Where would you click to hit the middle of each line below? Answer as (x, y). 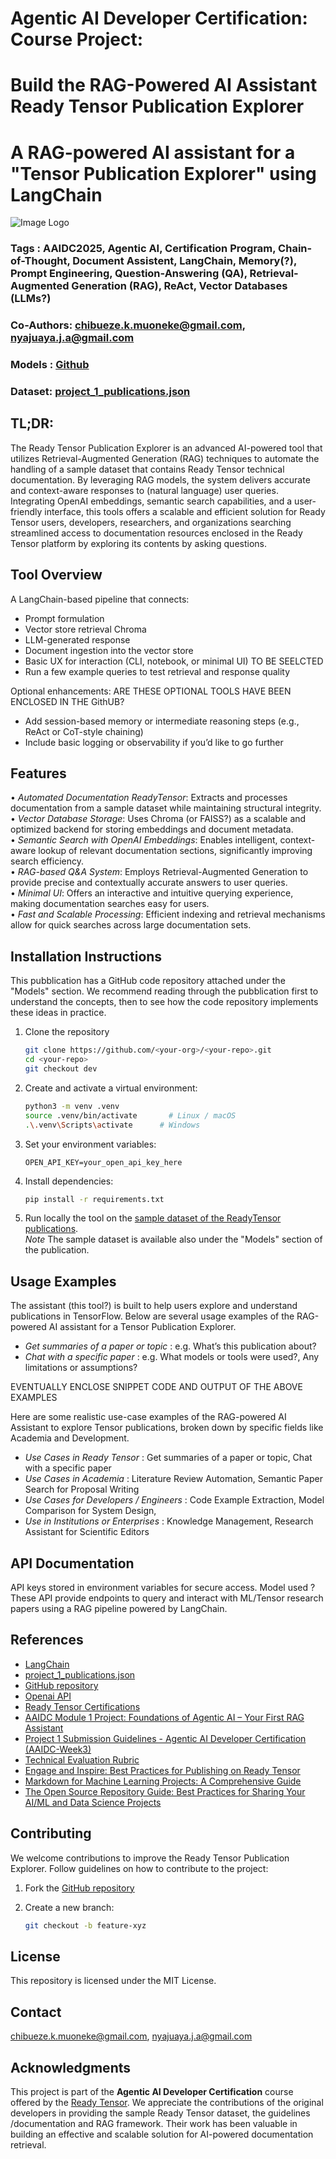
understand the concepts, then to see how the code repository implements (164, 1002)
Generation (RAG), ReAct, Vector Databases (179, 286)
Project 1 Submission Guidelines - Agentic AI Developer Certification (165, 1738)
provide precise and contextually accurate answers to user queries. (149, 883)
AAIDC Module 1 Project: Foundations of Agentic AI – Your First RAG (164, 1717)
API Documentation (72, 1563)
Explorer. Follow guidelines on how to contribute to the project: (139, 1868)
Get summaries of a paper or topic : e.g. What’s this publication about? (170, 1346)
